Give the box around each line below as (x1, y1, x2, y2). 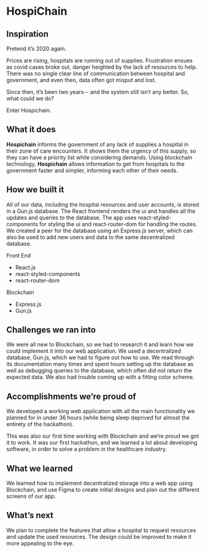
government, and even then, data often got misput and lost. (6, 77, 156, 83)
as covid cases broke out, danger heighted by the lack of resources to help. (6, 63, 197, 71)
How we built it (6, 185, 64, 195)
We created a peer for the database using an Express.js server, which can (6, 227, 193, 234)
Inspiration (6, 29, 49, 39)
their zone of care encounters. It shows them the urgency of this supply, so (6, 147, 196, 154)
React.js (15, 264, 36, 271)
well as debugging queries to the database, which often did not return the (6, 367, 192, 375)
